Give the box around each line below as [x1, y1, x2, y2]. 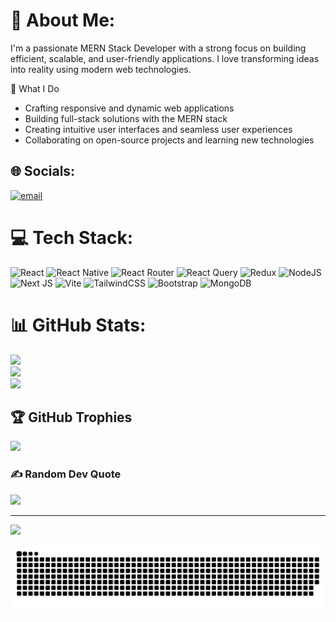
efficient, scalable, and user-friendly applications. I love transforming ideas [10, 52, 320, 64]
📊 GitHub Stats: [10, 314, 147, 336]
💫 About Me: [10, 9, 116, 32]
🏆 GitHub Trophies [10, 409, 133, 426]
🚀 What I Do [10, 82, 60, 94]
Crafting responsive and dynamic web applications [24, 102, 235, 114]
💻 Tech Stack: [10, 226, 134, 249]
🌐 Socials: [10, 163, 76, 180]
